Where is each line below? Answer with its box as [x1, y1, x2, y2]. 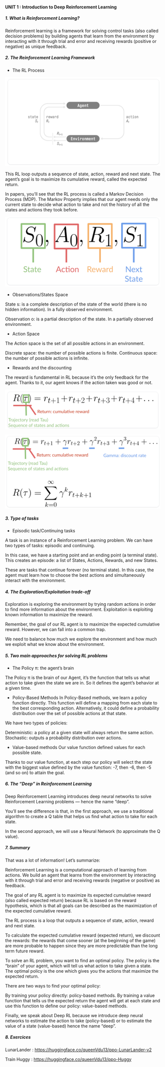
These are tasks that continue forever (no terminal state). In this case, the [5, 567, 154, 573]
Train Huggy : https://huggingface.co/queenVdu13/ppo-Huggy [5, 1056, 132, 1062]
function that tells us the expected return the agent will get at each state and [5, 997, 161, 1003]
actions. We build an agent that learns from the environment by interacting [5, 872, 156, 878]
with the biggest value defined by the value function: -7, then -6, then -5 [5, 764, 152, 770]
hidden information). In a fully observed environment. [5, 306, 113, 312]
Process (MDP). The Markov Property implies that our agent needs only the [5, 196, 158, 202]
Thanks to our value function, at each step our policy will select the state [5, 759, 153, 765]
